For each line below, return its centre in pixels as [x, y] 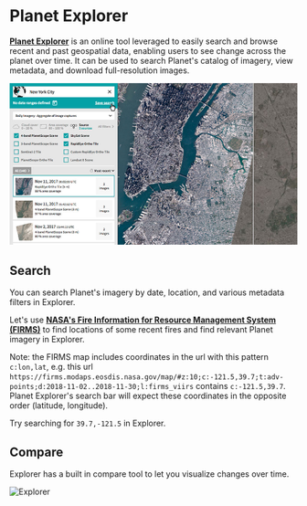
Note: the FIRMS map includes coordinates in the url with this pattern [139, 357]
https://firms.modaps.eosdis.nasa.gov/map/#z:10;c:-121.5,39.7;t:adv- [147, 377]
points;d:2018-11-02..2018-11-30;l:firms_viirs [102, 387]
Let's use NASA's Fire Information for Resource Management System [143, 320]
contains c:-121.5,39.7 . [241, 386]
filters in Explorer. [42, 302]
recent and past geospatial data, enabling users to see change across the [148, 50]
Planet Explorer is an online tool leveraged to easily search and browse [144, 41]
